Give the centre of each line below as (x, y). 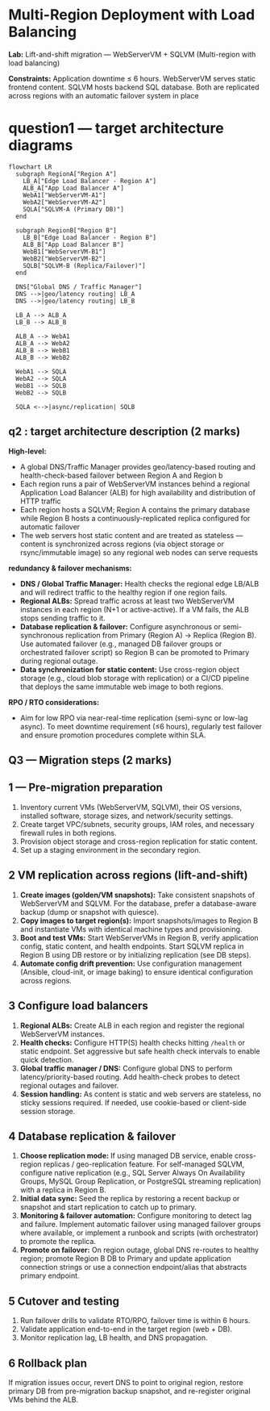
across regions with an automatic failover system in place (104, 95)
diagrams (41, 146)
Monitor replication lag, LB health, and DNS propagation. (114, 1338)
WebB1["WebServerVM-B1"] (64, 252)
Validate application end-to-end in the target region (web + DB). (126, 1330)
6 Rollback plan (48, 1363)
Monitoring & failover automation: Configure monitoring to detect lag (136, 1216)
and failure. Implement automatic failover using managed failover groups (140, 1225)
